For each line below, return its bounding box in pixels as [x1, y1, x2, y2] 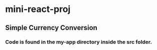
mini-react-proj [5, 3, 71, 15]
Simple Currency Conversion [5, 23, 98, 32]
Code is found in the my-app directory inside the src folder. [5, 38, 152, 45]
